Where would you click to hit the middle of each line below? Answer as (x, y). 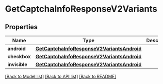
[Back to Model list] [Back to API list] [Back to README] (61, 76)
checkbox (19, 57)
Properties (21, 27)
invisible (17, 64)
